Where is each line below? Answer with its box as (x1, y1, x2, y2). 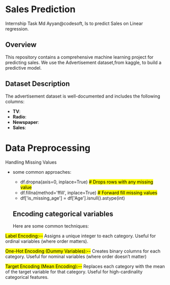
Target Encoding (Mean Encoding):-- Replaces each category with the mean (5, 263, 165, 270)
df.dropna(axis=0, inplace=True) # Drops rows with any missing (20, 179, 153, 185)
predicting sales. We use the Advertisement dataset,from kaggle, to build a (5, 59, 161, 66)
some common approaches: (12, 169, 72, 175)
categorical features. (5, 274, 49, 280)
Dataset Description (5, 80, 70, 88)
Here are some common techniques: (12, 223, 89, 229)
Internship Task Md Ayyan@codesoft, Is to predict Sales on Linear (5, 20, 143, 26)
